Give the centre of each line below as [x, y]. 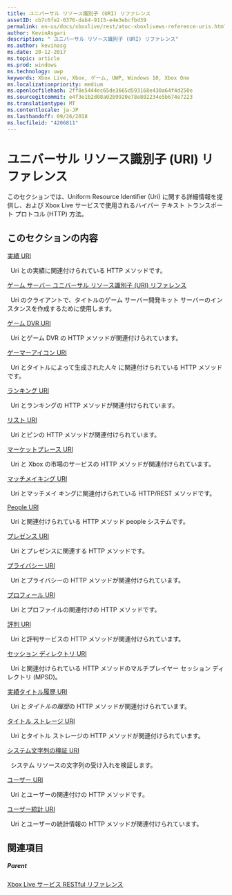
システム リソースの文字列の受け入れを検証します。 [83, 765]
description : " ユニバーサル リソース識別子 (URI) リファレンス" [93, 39]
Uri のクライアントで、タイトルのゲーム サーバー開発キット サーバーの [110, 300]
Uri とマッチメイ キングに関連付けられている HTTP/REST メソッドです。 [113, 493]
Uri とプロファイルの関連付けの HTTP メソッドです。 [85, 610]
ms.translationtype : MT [41, 104]
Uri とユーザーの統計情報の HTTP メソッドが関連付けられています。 [106, 824]
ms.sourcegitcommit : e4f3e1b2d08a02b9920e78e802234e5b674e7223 [100, 97]
